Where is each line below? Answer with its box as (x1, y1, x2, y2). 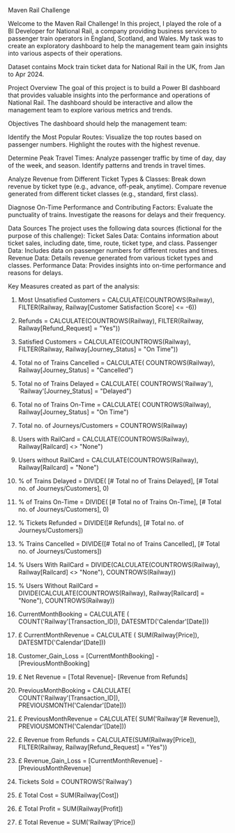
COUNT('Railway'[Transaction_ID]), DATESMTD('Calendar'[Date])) (17, 617, 209, 626)
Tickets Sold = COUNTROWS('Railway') (17, 778, 132, 786)
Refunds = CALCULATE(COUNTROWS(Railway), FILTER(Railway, (17, 317, 204, 325)
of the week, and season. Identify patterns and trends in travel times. (8, 161, 206, 170)
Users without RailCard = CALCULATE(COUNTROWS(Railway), (17, 456, 199, 464)
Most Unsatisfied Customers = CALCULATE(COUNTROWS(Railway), (17, 296, 215, 304)
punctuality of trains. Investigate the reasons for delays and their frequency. (8, 211, 226, 219)
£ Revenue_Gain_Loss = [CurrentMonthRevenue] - (17, 757, 163, 765)
